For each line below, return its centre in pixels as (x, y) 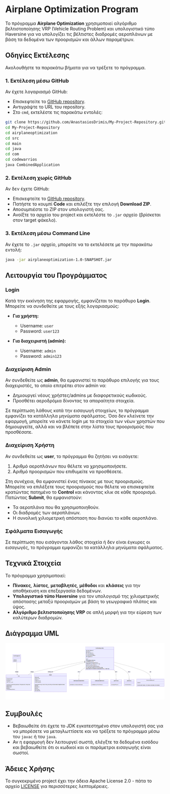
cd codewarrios (21, 160)
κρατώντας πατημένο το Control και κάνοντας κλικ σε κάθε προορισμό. (81, 492)
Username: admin (38, 351)
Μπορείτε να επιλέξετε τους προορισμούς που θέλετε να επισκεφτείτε (80, 486)
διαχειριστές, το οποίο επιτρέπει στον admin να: (56, 386)
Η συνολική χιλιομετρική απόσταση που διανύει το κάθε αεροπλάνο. (85, 518)
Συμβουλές (24, 714)
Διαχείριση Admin (28, 369)
